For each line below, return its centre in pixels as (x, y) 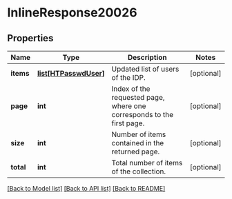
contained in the (138, 143)
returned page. (136, 151)
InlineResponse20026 (72, 13)
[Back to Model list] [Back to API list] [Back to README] (86, 188)
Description (147, 57)
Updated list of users (145, 69)
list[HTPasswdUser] (71, 73)
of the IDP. (129, 77)
